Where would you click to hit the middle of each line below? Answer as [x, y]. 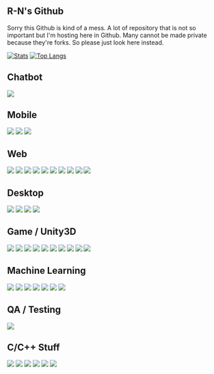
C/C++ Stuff [34, 347]
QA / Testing [34, 310]
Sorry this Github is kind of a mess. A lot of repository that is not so [102, 27]
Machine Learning [47, 271]
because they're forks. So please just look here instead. [85, 42]
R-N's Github [35, 11]
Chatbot [25, 77]
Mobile [22, 115]
